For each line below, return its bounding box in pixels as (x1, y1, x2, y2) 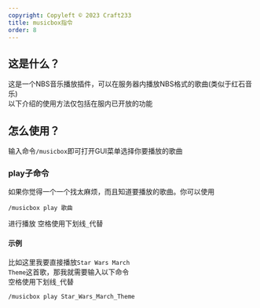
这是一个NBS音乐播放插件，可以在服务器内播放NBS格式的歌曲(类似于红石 (8, 79, 246, 89)
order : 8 (8, 26, 37, 34)
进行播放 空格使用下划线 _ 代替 (8, 219, 104, 228)
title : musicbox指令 (8, 19, 73, 27)
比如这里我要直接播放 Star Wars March (8, 257, 130, 266)
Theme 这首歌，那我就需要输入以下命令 (8, 267, 130, 277)
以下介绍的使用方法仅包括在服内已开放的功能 (8, 99, 153, 108)
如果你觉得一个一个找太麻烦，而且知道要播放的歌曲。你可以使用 (8, 187, 214, 197)
